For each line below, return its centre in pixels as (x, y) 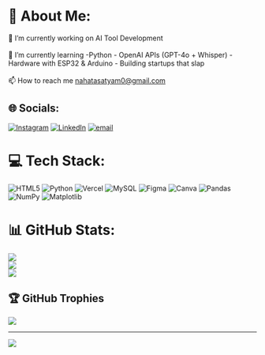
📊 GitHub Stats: (62, 230)
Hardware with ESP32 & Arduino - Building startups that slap (106, 63)
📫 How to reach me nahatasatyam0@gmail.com (87, 80)
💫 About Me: (50, 16)
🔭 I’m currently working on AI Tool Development (86, 38)
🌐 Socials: (34, 109)
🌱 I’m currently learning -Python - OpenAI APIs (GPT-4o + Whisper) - (120, 55)
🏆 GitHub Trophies (56, 298)
